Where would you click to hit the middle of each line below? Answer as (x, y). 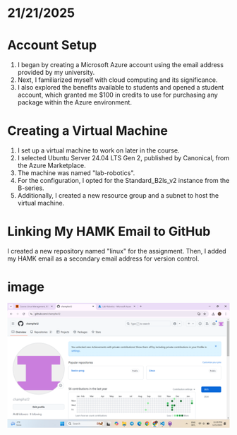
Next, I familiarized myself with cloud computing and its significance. (117, 80)
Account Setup (52, 46)
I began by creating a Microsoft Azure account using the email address (121, 65)
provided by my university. (56, 73)
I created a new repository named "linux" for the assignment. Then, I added (117, 251)
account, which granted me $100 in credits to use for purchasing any (118, 95)
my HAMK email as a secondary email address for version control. (103, 258)
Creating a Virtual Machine (87, 131)
